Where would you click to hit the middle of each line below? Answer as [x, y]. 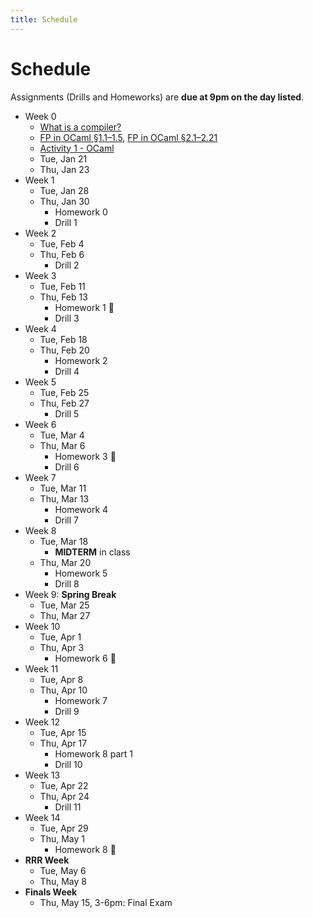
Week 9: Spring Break [70, 594]
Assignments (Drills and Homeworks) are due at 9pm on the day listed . [157, 97]
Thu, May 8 [63, 881]
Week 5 [40, 382]
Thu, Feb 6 [62, 254]
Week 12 [42, 722]
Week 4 [40, 328]
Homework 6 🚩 [85, 658]
